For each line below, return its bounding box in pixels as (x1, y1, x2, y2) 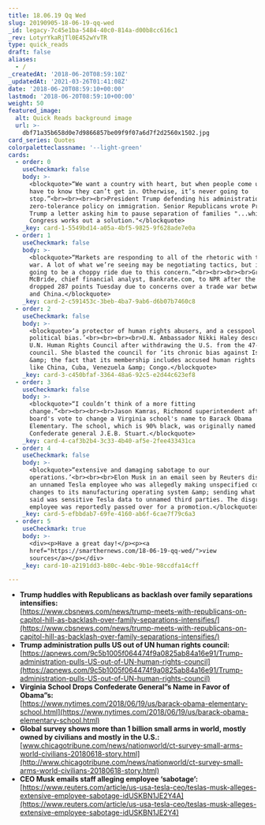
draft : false (8, 48, 51, 56)
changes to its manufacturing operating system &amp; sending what (28, 488, 256, 496)
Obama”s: (19, 691, 54, 700)
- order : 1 (15, 232, 51, 240)
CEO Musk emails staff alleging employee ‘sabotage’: (19, 775, 199, 784)
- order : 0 (15, 159, 51, 166)
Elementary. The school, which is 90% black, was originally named (28, 422, 256, 430)
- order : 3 (15, 378, 51, 386)
